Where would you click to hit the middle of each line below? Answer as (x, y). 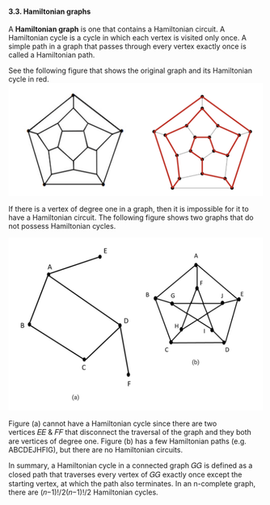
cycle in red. (29, 79)
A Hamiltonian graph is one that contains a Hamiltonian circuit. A (117, 29)
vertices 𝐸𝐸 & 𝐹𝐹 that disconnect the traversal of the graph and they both (130, 432)
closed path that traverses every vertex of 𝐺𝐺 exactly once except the (125, 475)
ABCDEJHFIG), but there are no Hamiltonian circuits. (96, 450)
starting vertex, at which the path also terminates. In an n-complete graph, (132, 484)
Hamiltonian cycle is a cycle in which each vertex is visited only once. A (127, 38)
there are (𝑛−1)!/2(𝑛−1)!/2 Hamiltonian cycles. (84, 492)
